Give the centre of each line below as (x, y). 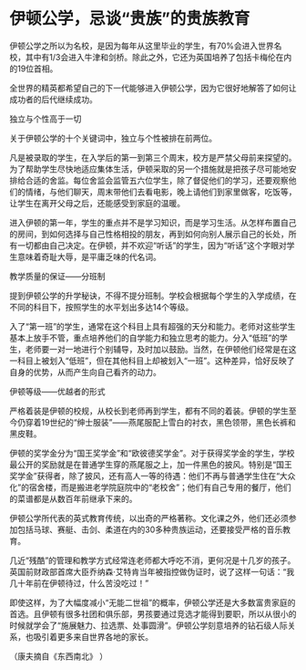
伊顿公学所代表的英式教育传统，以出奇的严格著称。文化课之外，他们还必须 (149, 518)
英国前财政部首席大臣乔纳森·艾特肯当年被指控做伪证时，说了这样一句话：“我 (152, 571)
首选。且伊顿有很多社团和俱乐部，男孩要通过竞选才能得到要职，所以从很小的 (153, 613)
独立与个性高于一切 (46, 119)
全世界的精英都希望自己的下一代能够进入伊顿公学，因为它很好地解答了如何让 (153, 88)
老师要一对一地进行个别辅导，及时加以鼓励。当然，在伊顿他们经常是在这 (161, 349)
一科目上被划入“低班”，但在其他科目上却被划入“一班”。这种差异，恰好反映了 (152, 361)
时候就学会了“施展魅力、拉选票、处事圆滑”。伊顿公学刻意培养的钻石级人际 (149, 625)
